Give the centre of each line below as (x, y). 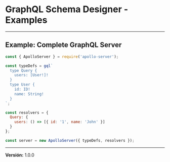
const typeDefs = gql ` (29, 66)
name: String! (29, 94)
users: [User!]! (32, 75)
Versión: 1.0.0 (20, 155)
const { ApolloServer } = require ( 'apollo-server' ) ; (62, 57)
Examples (26, 20)
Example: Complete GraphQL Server (63, 45)
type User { (23, 85)
